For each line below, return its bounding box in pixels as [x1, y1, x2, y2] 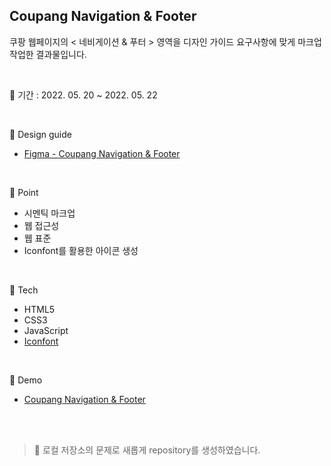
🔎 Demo [9, 374, 43, 386]
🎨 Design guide [9, 128, 72, 140]
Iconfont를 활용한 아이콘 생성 [23, 244, 139, 256]
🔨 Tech [9, 284, 39, 296]
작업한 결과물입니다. [9, 48, 87, 60]
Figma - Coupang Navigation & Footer [23, 147, 181, 159]
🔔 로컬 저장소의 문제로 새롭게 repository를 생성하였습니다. [33, 444, 261, 456]
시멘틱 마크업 [23, 207, 76, 219]
